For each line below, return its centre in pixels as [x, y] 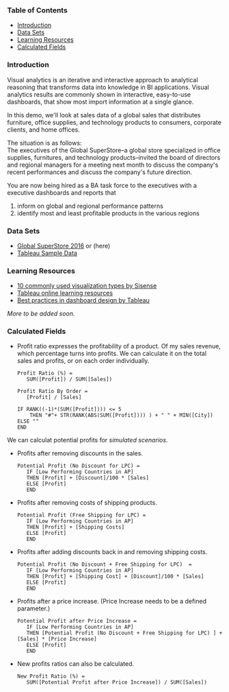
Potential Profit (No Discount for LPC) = [78, 466]
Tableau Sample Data [47, 253]
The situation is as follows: [44, 143]
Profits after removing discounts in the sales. [80, 453]
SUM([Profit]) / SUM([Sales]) [69, 379]
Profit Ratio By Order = [52, 392]
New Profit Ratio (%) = [51, 677]
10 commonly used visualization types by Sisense [87, 286]
